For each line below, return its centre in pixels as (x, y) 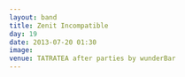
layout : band (33, 17)
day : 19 (23, 34)
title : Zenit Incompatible (59, 26)
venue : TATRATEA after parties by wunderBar (92, 58)
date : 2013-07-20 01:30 (53, 42)
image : (21, 50)
